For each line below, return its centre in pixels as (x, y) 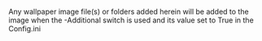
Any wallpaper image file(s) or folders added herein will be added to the (129, 12)
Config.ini (25, 29)
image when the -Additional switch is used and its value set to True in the (131, 20)
